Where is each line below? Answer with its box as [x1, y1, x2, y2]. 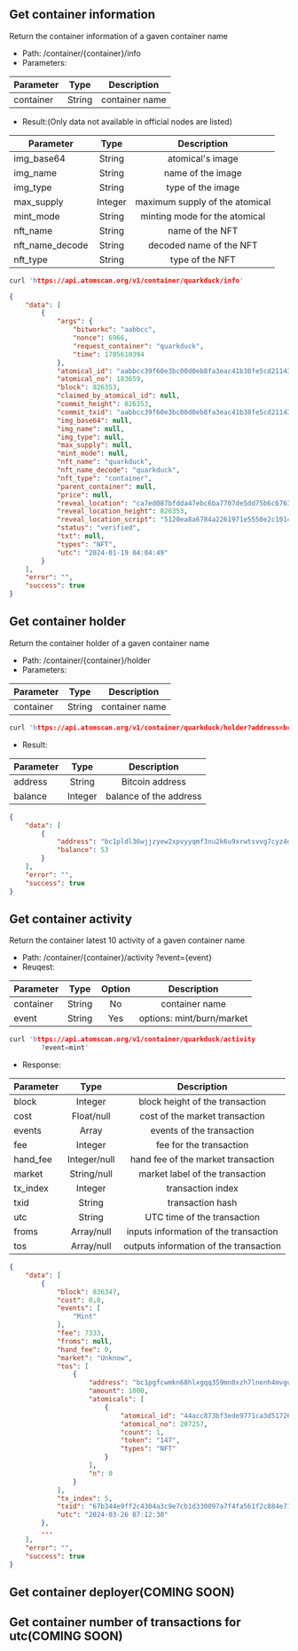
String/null [69, 1168, 114, 1180]
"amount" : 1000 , [88, 1386, 149, 1396]
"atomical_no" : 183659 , [56, 375, 145, 384]
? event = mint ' [41, 1043, 90, 1052]
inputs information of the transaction [126, 1225, 278, 1238]
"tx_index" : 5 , [56, 1494, 114, 1503]
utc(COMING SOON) [9, 1629, 123, 1644]
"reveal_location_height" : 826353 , [56, 506, 189, 516]
